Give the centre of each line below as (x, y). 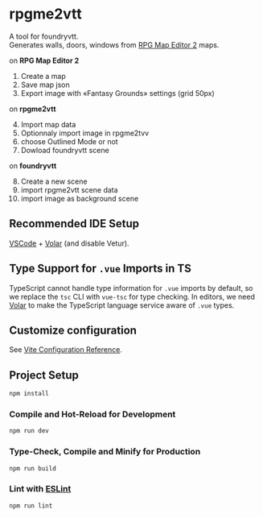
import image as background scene (80, 198)
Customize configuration (73, 330)
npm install (29, 394)
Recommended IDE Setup (74, 224)
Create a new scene (54, 181)
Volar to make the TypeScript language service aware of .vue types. (122, 305)
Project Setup (44, 375)
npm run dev (29, 431)
